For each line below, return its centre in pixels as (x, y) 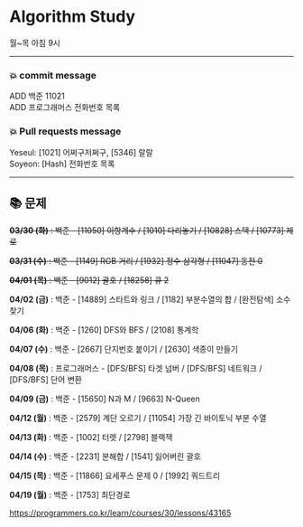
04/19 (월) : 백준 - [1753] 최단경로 (70, 495)
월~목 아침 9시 (35, 42)
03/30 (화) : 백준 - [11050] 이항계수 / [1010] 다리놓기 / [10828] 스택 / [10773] (147, 231)
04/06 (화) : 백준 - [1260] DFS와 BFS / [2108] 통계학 (104, 330)
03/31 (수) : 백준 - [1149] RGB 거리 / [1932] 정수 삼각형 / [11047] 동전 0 (136, 261)
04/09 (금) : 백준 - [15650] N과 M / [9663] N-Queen (105, 399)
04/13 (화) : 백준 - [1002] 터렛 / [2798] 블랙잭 (91, 438)
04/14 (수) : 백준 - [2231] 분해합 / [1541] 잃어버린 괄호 (105, 456)
